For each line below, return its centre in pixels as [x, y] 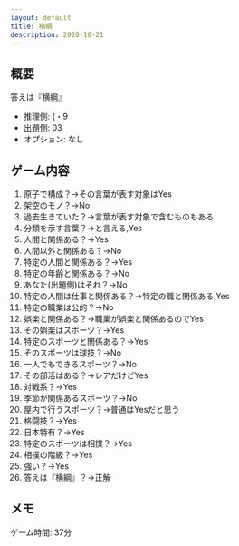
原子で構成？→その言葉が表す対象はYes [98, 194]
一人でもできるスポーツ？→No [80, 364]
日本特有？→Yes [54, 432]
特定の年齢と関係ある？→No [76, 273]
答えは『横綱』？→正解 [67, 478]
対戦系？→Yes [50, 387]
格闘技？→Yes [50, 421]
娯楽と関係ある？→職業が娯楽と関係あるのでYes [114, 319]
